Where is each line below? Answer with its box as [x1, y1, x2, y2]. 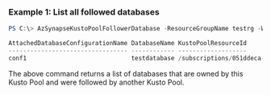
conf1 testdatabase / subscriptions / [8, 54, 232, 62]
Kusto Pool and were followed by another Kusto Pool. [8, 77, 185, 87]
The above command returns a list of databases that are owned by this [8, 68, 244, 78]
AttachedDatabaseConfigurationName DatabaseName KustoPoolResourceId [8, 39, 248, 47]
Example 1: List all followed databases [8, 6, 160, 18]
